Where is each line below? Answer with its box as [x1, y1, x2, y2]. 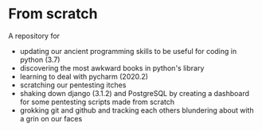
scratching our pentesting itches [19, 80, 127, 90]
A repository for [8, 31, 61, 40]
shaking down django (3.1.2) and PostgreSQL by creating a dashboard [19, 88, 249, 98]
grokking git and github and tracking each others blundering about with [19, 105, 254, 115]
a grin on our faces [19, 114, 83, 123]
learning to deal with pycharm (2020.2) [19, 71, 149, 81]
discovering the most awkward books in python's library [19, 63, 205, 72]
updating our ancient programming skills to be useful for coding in [19, 46, 237, 56]
